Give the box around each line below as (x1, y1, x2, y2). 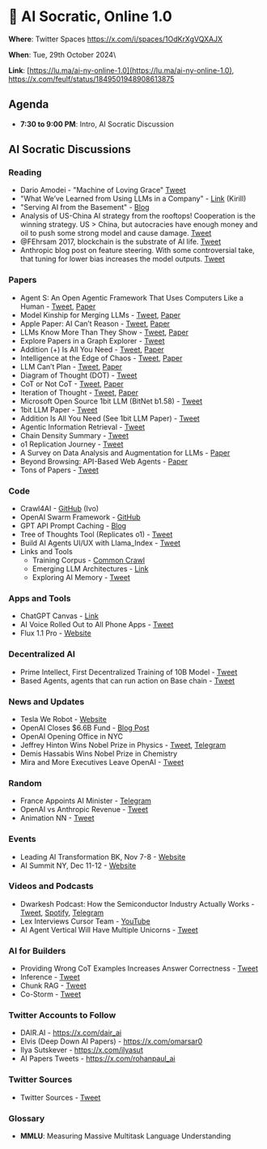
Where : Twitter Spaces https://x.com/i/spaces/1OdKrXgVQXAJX (8, 34, 223, 44)
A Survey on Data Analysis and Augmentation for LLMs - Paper (19, 447, 231, 457)
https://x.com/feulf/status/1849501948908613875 (8, 74, 175, 83)
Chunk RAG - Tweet (19, 980, 87, 991)
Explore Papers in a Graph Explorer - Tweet (19, 335, 165, 345)
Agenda (8, 97, 49, 112)
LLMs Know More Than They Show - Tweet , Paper (19, 327, 189, 337)
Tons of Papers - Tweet (19, 465, 100, 475)
